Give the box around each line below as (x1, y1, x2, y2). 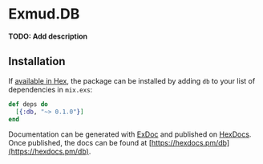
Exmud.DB (8, 5, 80, 23)
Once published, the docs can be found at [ (8, 138, 152, 148)
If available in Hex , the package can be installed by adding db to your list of (8, 76, 256, 85)
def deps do (8, 100, 48, 109)
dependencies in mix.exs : (8, 84, 93, 94)
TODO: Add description (8, 31, 88, 41)
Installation (8, 55, 66, 68)
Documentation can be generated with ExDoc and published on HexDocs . (8, 129, 252, 139)
